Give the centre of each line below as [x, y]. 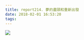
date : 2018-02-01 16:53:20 [33, 14]
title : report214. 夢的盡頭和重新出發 [42, 10]
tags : [11, 19]
